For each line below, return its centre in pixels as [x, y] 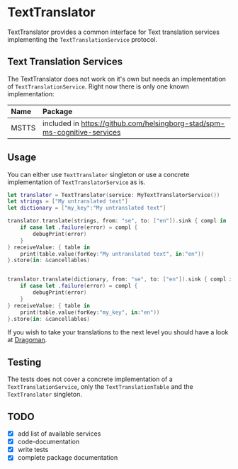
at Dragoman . [27, 340]
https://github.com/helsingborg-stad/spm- [153, 123]
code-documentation [49, 442]
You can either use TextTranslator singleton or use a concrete [98, 174]
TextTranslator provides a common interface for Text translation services [113, 32]
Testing [24, 362]
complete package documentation [68, 458]
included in [61, 123]
